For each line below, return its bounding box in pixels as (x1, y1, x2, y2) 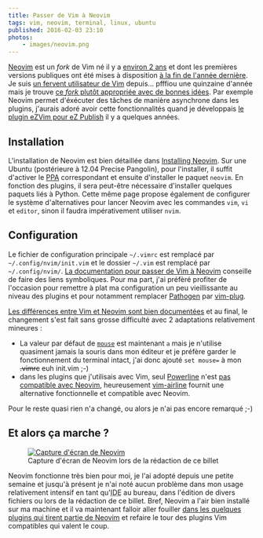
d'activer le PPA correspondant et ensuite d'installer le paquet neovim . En (8, 172, 243, 181)
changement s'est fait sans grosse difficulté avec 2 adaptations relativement (8, 315, 255, 324)
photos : (8, 33, 34, 42)
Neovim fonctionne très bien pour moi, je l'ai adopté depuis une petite (8, 470, 234, 480)
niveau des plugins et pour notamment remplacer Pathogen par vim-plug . (8, 291, 246, 301)
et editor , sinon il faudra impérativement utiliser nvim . (8, 206, 181, 215)
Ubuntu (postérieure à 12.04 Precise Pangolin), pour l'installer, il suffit (8, 164, 233, 174)
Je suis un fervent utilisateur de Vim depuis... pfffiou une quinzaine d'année (8, 79, 253, 89)
